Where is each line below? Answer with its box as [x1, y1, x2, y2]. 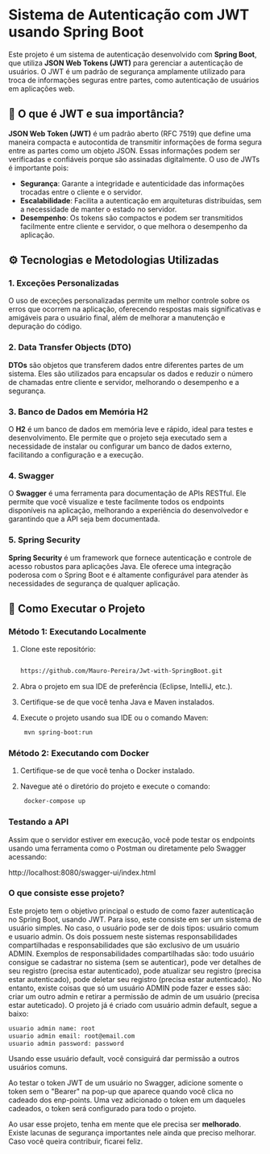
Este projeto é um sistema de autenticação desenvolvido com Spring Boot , [8, 49, 257, 59]
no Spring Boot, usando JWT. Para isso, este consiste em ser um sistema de [8, 914, 262, 924]
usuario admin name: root [8, 1024, 95, 1032]
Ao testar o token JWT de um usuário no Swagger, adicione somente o [8, 1078, 243, 1088]
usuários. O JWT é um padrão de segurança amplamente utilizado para [8, 66, 246, 76]
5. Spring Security [8, 534, 81, 546]
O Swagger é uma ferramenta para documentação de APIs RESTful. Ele [8, 488, 247, 498]
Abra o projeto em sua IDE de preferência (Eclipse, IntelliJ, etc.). [19, 682, 233, 692]
